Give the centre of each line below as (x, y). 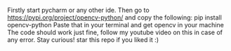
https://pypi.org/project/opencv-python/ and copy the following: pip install (115, 17)
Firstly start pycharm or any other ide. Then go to (78, 10)
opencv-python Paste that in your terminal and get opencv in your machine (116, 25)
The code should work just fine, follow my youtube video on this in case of (115, 32)
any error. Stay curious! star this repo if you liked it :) (83, 40)
